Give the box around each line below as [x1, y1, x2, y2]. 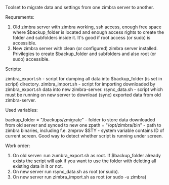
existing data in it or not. [12, 163, 63, 169]
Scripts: [5, 66, 22, 72]
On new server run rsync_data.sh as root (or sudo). [12, 169, 119, 174]
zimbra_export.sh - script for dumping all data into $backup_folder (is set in [5, 76, 162, 81]
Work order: [5, 143, 30, 149]
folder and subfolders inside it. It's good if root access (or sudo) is [12, 35, 151, 40]
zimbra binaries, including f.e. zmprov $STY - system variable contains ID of [5, 127, 164, 133]
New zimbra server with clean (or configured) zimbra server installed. [12, 45, 158, 51]
